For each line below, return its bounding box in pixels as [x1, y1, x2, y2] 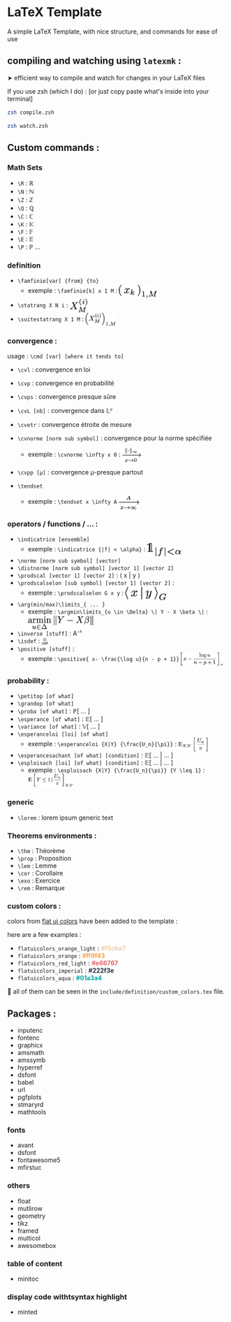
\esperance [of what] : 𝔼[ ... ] [17, 715, 103, 723]
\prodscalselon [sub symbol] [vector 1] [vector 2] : [17, 579, 174, 587]
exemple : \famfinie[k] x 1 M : [27, 286, 118, 295]
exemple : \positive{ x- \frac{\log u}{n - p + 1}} [27, 654, 180, 662]
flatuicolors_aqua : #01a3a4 [17, 974, 103, 982]
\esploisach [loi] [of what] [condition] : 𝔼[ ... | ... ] [17, 759, 173, 767]
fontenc [17, 1033, 40, 1042]
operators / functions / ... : [7, 518, 98, 528]
